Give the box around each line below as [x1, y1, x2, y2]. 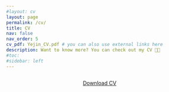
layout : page [6, 14, 39, 20]
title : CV [6, 25, 31, 31]
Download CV [82, 79, 117, 86]
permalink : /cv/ [6, 19, 46, 25]
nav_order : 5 [6, 36, 39, 42]
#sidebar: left [6, 58, 44, 64]
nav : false [6, 31, 33, 37]
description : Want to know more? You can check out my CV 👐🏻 [6, 47, 161, 53]
